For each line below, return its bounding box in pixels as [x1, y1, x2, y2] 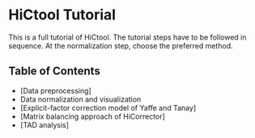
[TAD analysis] [19, 119, 70, 130]
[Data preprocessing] [19, 86, 91, 95]
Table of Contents [8, 65, 101, 78]
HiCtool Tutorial [8, 6, 116, 24]
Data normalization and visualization [19, 94, 142, 104]
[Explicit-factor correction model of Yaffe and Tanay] [19, 102, 197, 112]
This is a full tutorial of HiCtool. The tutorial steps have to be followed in [8, 32, 247, 42]
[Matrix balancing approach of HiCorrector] [19, 111, 166, 121]
